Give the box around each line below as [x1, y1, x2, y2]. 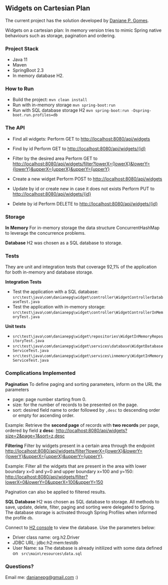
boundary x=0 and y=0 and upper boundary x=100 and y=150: [5, 468, 134, 474]
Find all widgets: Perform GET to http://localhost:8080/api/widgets [12, 136, 150, 142]
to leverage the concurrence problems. [5, 230, 86, 236]
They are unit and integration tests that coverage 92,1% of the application [5, 264, 157, 270]
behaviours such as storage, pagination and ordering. [5, 32, 116, 38]
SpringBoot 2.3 [12, 68, 44, 74]
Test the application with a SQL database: [12, 289, 99, 295]
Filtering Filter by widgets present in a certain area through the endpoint [5, 442, 155, 448]
